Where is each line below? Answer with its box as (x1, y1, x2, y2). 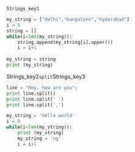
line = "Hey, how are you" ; (6, 84, 78, 91)
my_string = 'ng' (17, 135, 62, 142)
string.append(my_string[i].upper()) (17, 39, 114, 45)
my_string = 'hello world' (6, 113, 75, 119)
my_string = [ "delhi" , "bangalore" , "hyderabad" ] (6, 16, 130, 23)
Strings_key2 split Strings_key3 (6, 73, 86, 80)
